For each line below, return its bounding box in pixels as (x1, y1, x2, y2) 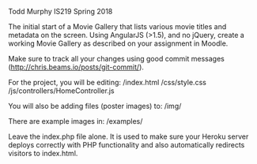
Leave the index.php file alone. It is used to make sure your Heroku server (8, 132, 249, 141)
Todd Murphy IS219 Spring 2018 (8, 7, 113, 16)
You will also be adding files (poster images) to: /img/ (8, 102, 182, 110)
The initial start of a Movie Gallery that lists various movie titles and (8, 22, 227, 31)
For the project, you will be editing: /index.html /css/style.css (8, 78, 207, 87)
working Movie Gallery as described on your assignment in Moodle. (8, 39, 229, 48)
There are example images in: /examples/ (8, 117, 143, 125)
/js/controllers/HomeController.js (8, 86, 115, 95)
